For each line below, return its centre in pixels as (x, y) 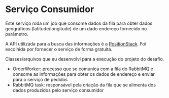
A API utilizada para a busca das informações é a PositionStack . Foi (76, 43)
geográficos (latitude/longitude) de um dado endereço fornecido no (76, 28)
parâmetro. (17, 34)
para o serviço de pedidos (40, 79)
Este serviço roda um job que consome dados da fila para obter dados (79, 23)
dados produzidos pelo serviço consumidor (58, 90)
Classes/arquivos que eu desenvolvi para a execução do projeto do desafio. (85, 59)
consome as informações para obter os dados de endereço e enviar (84, 74)
